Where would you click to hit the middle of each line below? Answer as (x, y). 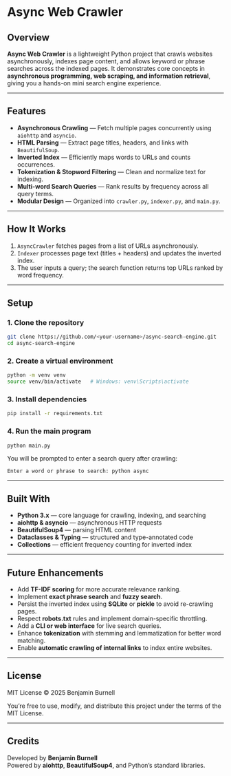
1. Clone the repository (46, 322)
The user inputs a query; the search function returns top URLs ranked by (120, 268)
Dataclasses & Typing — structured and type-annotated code (105, 537)
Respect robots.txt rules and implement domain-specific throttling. (112, 619)
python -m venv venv (37, 375)
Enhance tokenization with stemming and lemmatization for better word (119, 633)
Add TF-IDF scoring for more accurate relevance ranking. (99, 589)
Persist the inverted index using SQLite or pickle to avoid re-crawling (115, 604)
